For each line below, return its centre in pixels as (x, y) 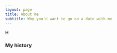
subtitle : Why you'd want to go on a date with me (59, 19)
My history (19, 46)
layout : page (19, 10)
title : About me (22, 14)
